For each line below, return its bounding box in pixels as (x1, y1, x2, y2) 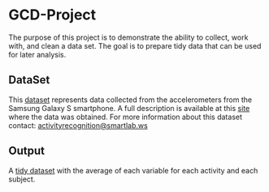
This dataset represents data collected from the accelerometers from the (8, 95, 253, 105)
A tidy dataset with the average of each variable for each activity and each (8, 165, 258, 175)
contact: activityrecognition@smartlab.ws (8, 120, 148, 130)
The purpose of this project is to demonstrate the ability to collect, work (8, 32, 249, 42)
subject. (8, 174, 36, 184)
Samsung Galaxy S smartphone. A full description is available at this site (8, 103, 250, 113)
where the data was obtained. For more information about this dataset (8, 112, 242, 122)
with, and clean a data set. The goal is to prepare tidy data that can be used (8, 41, 262, 50)
